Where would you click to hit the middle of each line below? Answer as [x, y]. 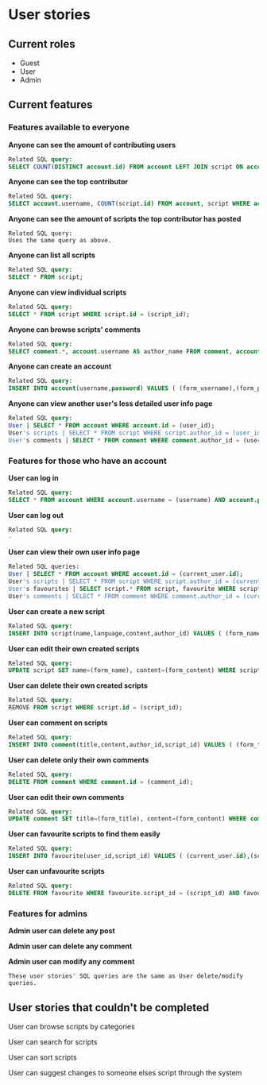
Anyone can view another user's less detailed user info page [110, 403]
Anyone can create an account [60, 366]
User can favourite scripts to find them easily [84, 834]
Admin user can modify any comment [72, 962]
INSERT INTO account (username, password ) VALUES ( [92, 388]
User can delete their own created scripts [78, 685]
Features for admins [48, 913]
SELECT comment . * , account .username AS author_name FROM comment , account [135, 351]
